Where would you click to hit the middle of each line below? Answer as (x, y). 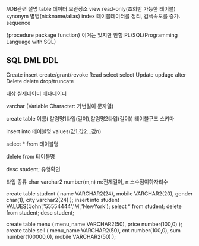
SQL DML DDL (32, 60)
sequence (18, 23)
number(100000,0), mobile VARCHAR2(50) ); (61, 236)
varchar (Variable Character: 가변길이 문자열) (60, 106)
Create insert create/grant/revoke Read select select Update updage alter (96, 75)
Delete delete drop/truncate (40, 81)
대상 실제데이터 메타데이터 (37, 93)
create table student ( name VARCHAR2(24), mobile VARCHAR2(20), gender (99, 193)
